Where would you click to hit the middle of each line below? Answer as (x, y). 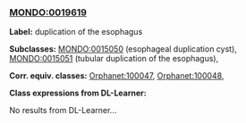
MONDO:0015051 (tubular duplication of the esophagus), (114, 59)
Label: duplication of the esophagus (76, 32)
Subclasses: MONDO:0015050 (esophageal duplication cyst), (123, 49)
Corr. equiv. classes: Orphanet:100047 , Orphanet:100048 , (117, 76)
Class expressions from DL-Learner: (78, 93)
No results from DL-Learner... (63, 111)
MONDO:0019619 (48, 12)
